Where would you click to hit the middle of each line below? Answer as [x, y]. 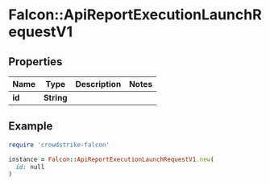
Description [98, 84]
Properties [35, 62]
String [55, 98]
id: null [30, 166]
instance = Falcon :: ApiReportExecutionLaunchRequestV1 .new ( [112, 159]
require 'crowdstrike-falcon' [59, 145]
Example [31, 126]
